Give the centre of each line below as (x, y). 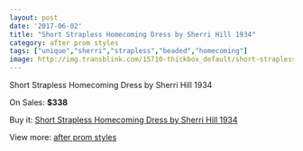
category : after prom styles (64, 43)
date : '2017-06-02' (46, 26)
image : (22, 59)
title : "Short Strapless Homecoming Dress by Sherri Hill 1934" (133, 34)
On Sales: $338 (39, 102)
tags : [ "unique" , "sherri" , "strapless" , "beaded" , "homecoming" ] (129, 51)
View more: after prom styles (63, 137)
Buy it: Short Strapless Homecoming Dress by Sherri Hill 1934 (124, 120)
